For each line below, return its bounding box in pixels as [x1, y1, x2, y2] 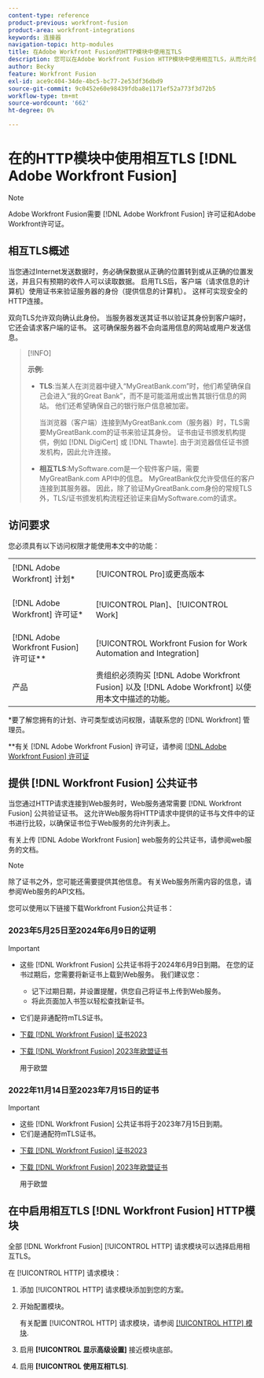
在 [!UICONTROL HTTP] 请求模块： [8, 1268, 122, 1277]
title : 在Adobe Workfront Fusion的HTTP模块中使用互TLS [8, 48, 182, 56]
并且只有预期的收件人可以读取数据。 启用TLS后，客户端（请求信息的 [21, 276, 244, 286]
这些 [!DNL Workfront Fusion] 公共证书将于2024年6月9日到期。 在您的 [19, 960, 247, 969]
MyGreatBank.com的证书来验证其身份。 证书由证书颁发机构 [46, 427, 240, 437]
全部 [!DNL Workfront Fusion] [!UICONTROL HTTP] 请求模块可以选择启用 [8, 1241, 244, 1251]
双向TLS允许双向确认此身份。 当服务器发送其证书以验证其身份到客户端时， [8, 312, 250, 322]
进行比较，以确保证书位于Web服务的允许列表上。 [14, 819, 174, 828]
